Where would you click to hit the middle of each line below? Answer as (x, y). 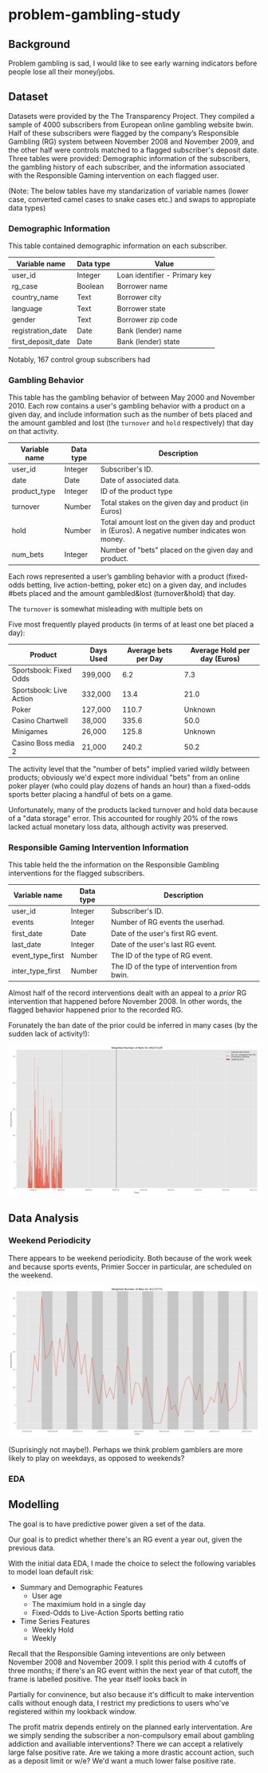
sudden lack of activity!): (49, 1033)
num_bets (28, 554)
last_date (26, 944)
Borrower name (142, 286)
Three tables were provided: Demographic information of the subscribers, (130, 158)
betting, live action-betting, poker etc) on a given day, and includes (137, 585)
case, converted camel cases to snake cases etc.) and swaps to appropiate (132, 199)
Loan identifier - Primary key (164, 275)
